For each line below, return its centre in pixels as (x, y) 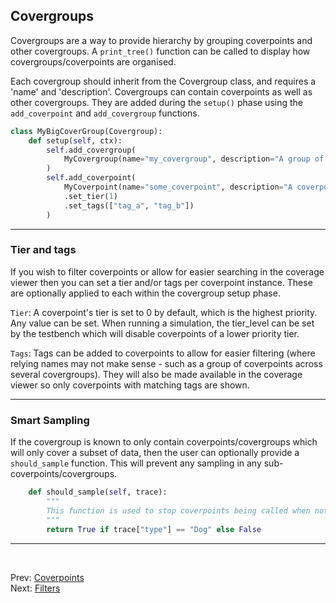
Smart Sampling (50, 420)
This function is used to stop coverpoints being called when (178, 510)
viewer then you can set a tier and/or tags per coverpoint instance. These (161, 282)
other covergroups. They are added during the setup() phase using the (156, 102)
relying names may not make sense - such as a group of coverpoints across (166, 363)
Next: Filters (35, 588)
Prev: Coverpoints (47, 577)
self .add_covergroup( (91, 150)
